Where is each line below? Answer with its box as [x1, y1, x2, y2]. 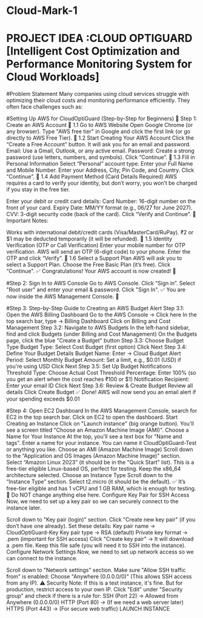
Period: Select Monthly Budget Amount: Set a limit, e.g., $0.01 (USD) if [6, 356, 182, 364]
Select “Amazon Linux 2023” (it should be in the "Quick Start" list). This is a [6, 459, 195, 466]
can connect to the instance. [6, 555, 78, 562]
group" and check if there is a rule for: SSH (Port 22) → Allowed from [6, 593, 179, 600]
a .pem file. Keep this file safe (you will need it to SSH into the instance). [6, 542, 186, 549]
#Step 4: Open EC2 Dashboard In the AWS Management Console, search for [6, 407, 198, 415]
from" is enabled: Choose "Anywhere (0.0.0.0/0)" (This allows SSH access [6, 573, 192, 580]
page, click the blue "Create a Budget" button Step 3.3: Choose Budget [6, 337, 184, 344]
